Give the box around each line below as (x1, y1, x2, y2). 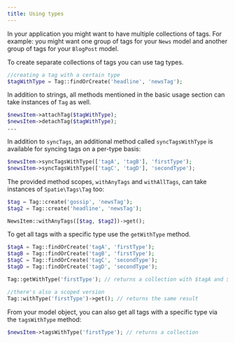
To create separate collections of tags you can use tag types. (7, 57, 184, 66)
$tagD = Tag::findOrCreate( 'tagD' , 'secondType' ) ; (7, 263, 158, 270)
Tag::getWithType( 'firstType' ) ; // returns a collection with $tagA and (7, 276, 224, 283)
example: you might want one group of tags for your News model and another (7, 36, 228, 45)
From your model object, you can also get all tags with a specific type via (7, 307, 218, 316)
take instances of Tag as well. (7, 98, 92, 106)
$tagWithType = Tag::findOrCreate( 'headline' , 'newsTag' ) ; (7, 78, 183, 85)
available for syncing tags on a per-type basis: (7, 145, 141, 153)
